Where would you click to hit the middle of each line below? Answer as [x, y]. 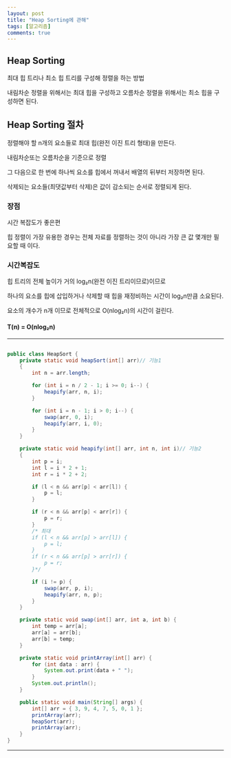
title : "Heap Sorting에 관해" [48, 20]
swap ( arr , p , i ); [69, 588]
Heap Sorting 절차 [45, 125]
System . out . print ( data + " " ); [89, 671]
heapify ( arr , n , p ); [73, 595]
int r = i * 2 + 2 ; [60, 474]
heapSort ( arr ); [54, 722]
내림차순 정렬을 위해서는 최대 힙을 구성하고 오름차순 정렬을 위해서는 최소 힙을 [110, 93]
